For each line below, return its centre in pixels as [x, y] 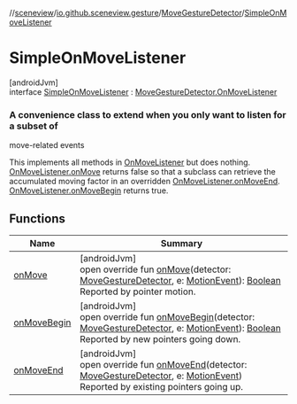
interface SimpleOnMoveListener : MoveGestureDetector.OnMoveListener [143, 91]
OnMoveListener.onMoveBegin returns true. [89, 190]
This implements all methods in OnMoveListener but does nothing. [130, 162]
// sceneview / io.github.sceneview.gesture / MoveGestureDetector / [127, 13]
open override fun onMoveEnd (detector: [163, 365]
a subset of [34, 126]
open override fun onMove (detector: [155, 269]
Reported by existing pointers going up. [161, 387]
